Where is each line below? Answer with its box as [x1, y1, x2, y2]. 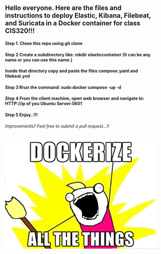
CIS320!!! [5, 27, 35, 35]
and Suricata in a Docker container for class [5, 19, 141, 27]
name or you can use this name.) [5, 57, 73, 63]
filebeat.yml [5, 73, 30, 79]
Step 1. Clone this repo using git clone [5, 40, 83, 46]
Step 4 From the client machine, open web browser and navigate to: [5, 95, 144, 102]
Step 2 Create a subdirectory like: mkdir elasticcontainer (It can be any [5, 51, 151, 58]
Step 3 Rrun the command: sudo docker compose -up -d [5, 84, 122, 90]
